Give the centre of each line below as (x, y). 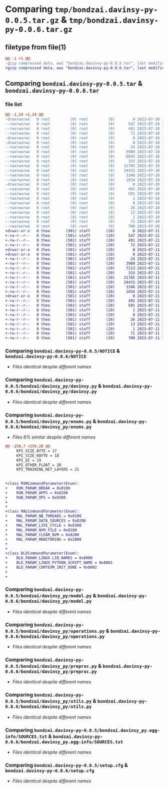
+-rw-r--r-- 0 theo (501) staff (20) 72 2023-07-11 (82, 245)
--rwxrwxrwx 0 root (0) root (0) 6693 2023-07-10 (82, 157)
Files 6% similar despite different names (54, 437)
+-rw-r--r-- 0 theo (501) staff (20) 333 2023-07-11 (82, 273)
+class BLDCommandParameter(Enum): (42, 553)
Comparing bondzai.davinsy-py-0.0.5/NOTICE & (63, 351)
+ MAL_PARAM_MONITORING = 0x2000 (43, 539)
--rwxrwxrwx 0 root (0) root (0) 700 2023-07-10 (82, 226)
